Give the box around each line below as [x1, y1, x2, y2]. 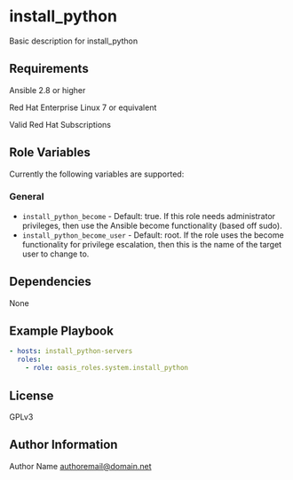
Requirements [9, 61, 89, 76]
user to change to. [21, 248, 90, 259]
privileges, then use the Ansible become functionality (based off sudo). [21, 220, 282, 231]
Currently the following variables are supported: [9, 169, 185, 179]
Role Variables [9, 145, 91, 161]
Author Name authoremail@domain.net [9, 460, 152, 471]
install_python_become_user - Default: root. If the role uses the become [21, 229, 284, 240]
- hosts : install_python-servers [9, 347, 133, 356]
